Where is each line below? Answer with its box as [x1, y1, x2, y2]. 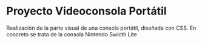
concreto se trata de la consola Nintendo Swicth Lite [6, 30, 138, 38]
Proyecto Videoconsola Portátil [6, 4, 167, 18]
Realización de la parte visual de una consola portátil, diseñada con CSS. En [6, 24, 197, 31]
